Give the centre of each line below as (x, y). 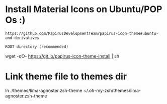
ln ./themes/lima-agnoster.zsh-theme (44, 90)
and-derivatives (22, 38)
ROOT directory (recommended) (37, 46)
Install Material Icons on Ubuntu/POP (84, 9)
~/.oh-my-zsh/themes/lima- (112, 90)
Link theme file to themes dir (66, 76)
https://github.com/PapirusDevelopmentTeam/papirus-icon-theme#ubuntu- (82, 33)
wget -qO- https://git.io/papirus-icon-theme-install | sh (62, 56)
